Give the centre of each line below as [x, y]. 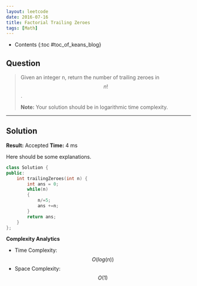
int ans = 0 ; [43, 184]
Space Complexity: [37, 269]
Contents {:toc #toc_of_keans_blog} [58, 45]
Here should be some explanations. [49, 157]
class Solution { [27, 167]
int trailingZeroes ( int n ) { [52, 178]
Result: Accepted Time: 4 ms [42, 145]
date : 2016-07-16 [27, 17]
